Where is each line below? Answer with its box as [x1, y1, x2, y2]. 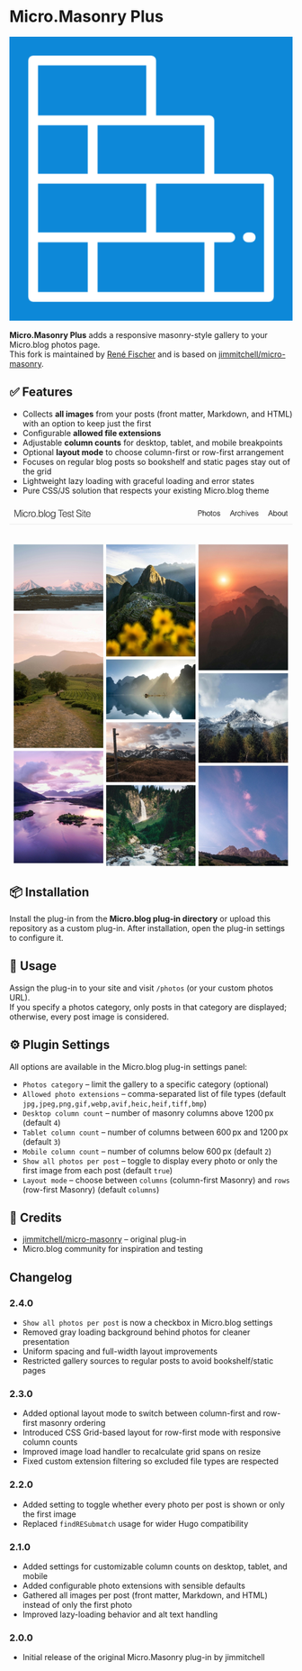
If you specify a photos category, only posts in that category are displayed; [9, 1001, 288, 1012]
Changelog [9, 1269, 73, 1285]
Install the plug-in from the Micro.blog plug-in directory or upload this [9, 913, 271, 924]
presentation [22, 1337, 70, 1347]
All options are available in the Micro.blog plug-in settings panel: [9, 1061, 247, 1072]
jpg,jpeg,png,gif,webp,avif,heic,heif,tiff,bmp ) [22, 1098, 208, 1109]
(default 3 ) [22, 1136, 61, 1146]
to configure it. [9, 932, 65, 943]
